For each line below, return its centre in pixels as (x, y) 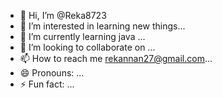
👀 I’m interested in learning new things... (102, 26)
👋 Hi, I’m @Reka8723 (63, 15)
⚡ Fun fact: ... (47, 84)
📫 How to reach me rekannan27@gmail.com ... (116, 58)
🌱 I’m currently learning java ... (82, 36)
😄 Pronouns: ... (52, 73)
